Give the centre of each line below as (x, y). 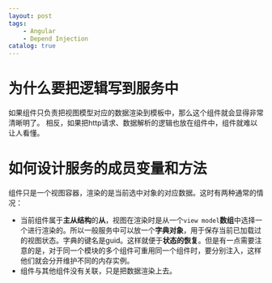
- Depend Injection (56, 39)
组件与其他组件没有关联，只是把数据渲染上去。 (98, 271)
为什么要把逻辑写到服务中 (94, 89)
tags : (17, 24)
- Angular (40, 31)
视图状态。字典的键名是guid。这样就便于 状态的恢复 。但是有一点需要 (141, 240)
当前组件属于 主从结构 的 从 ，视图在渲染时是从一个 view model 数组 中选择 (138, 220)
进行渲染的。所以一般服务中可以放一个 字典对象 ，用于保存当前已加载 (141, 230)
